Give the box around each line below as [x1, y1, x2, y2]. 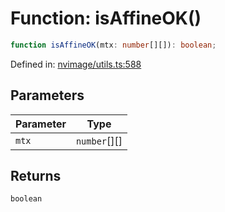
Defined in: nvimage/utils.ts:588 [10, 58, 142, 70]
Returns [10, 168, 62, 185]
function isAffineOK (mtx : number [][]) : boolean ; [10, 40, 217, 50]
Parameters [10, 87, 85, 104]
